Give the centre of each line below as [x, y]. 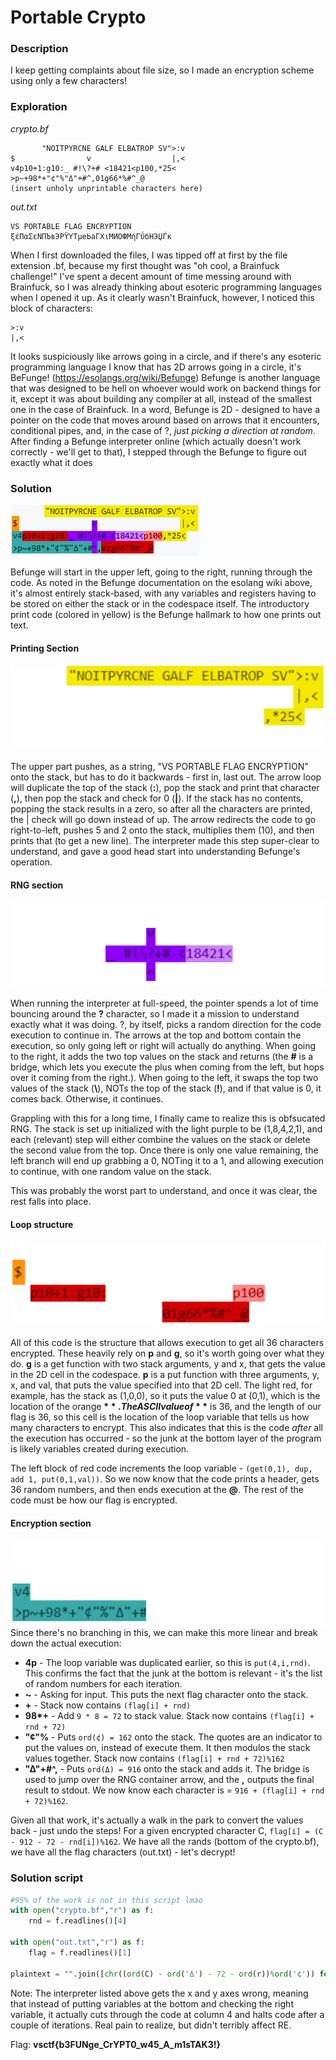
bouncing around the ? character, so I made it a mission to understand [155, 1014]
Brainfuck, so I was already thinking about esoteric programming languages [166, 287]
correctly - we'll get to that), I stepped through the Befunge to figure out [158, 452]
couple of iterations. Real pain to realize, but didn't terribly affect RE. [151, 2025]
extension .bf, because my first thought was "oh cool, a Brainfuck [145, 265]
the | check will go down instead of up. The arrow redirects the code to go [163, 820]
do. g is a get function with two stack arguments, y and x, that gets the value [168, 1364]
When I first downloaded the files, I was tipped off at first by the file [149, 255]
